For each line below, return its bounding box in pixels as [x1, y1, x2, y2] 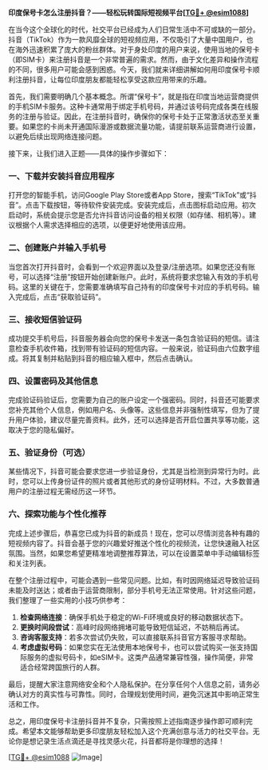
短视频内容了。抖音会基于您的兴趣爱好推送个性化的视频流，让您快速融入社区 [8, 538, 260, 548]
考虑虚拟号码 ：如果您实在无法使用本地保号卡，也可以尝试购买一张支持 [19, 642, 251, 652]
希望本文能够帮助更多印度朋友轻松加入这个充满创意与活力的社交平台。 [22, 726, 253, 736]
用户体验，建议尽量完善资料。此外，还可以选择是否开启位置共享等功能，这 [14, 415, 260, 425]
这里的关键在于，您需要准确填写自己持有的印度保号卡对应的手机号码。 [22, 281, 253, 291]
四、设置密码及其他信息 [8, 375, 98, 386]
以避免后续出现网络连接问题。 [8, 132, 106, 141]
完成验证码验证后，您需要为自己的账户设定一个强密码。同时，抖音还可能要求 [8, 395, 260, 405]
